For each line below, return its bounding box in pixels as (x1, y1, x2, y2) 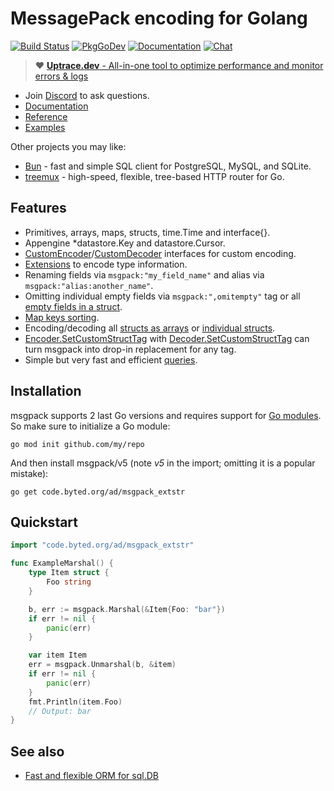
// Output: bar (28, 706, 92, 716)
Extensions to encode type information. (24, 258, 188, 270)
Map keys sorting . (24, 311, 100, 323)
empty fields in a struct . (24, 300, 123, 312)
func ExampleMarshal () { (10, 558, 114, 569)
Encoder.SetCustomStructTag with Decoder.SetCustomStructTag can (24, 332, 310, 344)
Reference (24, 110, 68, 122)
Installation (10, 383, 82, 400)
